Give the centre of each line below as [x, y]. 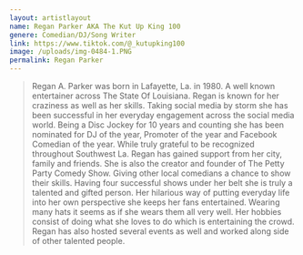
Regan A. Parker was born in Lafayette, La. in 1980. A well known [153, 86]
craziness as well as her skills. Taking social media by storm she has [160, 105]
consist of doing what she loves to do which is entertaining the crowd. [163, 221]
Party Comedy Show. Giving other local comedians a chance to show [161, 173]
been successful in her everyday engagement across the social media [163, 115]
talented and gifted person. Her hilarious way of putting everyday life [161, 193]
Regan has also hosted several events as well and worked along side [160, 231]
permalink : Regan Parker [56, 60]
